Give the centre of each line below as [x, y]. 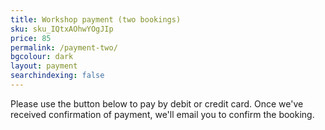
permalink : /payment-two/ [64, 47]
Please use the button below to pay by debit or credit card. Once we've [157, 103]
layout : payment [44, 66]
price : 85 [31, 38]
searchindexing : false [57, 76]
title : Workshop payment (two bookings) [96, 19]
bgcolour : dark [42, 57]
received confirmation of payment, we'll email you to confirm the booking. [162, 114]
